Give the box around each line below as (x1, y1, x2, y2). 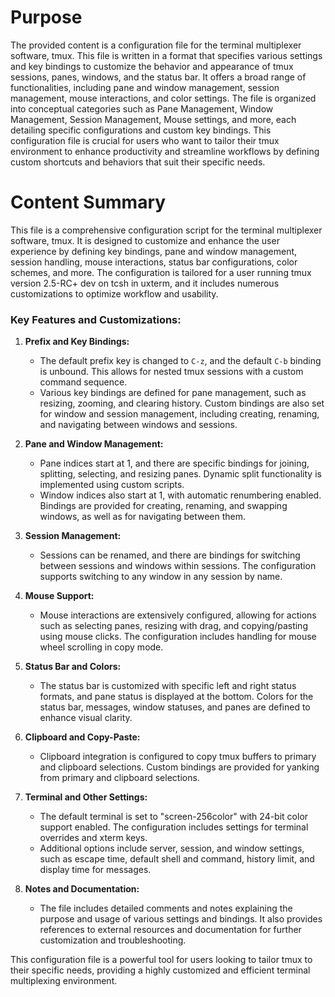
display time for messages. (39, 864, 152, 876)
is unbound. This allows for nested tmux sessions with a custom (39, 366, 304, 378)
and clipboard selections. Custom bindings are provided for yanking (39, 761, 320, 773)
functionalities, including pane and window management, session (10, 81, 280, 93)
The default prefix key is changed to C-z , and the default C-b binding (39, 355, 322, 367)
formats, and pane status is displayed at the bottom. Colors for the (39, 691, 314, 703)
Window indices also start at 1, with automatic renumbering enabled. (39, 489, 322, 501)
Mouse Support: (24, 590, 95, 602)
